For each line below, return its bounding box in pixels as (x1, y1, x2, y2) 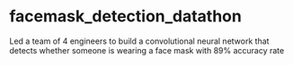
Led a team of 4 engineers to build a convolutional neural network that (9, 36, 270, 46)
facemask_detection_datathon (9, 6, 243, 27)
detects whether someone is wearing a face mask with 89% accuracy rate (9, 45, 285, 55)
